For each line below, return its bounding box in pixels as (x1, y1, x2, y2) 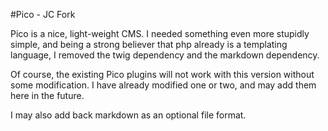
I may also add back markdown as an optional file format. (10, 109, 247, 121)
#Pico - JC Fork (10, 9, 76, 20)
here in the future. (10, 90, 85, 101)
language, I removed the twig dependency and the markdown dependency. (10, 49, 320, 61)
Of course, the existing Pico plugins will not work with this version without (10, 69, 315, 80)
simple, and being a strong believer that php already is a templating (10, 39, 288, 50)
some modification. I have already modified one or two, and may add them (10, 79, 317, 91)
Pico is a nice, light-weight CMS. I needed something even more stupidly (10, 28, 310, 39)
